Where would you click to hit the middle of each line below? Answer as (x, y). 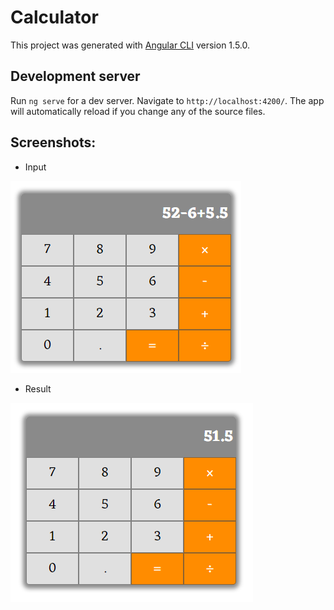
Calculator (54, 17)
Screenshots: (53, 142)
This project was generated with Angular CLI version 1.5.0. (130, 45)
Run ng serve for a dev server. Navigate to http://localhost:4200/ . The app (167, 100)
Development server (75, 76)
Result (38, 388)
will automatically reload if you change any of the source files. (138, 111)
